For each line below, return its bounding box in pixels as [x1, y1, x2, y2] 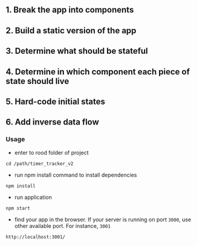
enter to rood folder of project [14, 149, 89, 156]
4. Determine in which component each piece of [5, 66, 190, 77]
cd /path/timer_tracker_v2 [5, 160, 74, 167]
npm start [5, 205, 31, 211]
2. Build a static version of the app [5, 25, 137, 36]
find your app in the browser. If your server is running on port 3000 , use [14, 216, 192, 223]
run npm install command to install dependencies [14, 171, 137, 178]
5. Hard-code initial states [5, 96, 106, 106]
